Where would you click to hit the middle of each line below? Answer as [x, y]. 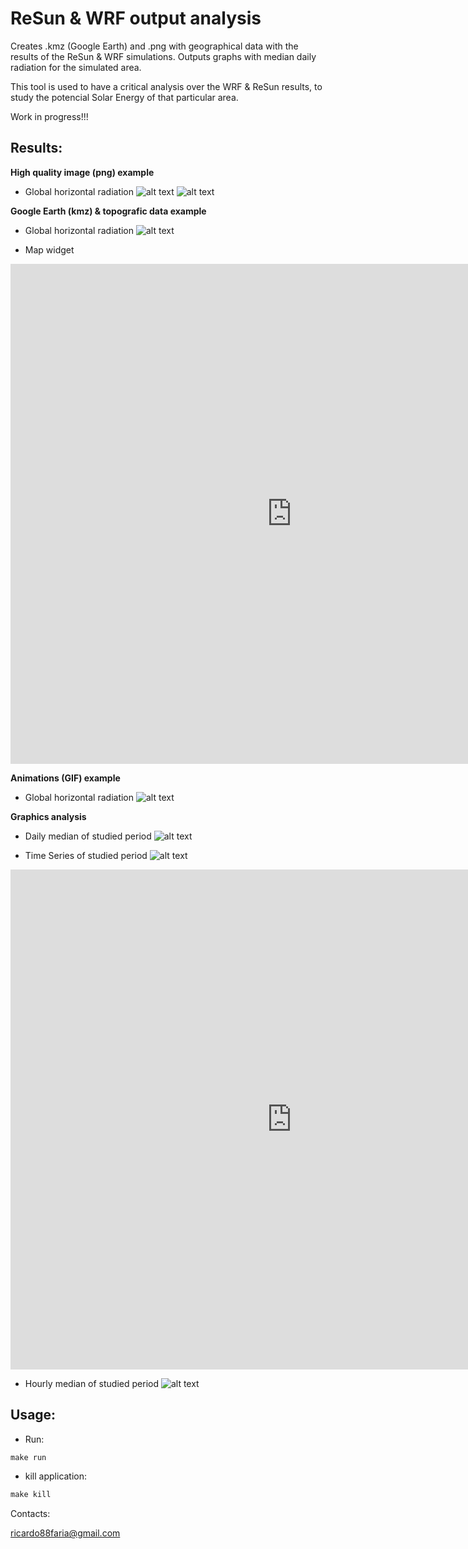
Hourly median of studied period [91, 1383]
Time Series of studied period [86, 855]
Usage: [33, 1415]
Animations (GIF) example [65, 778]
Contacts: [30, 1514]
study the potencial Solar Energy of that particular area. [124, 97]
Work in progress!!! [49, 116]
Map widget [49, 249]
